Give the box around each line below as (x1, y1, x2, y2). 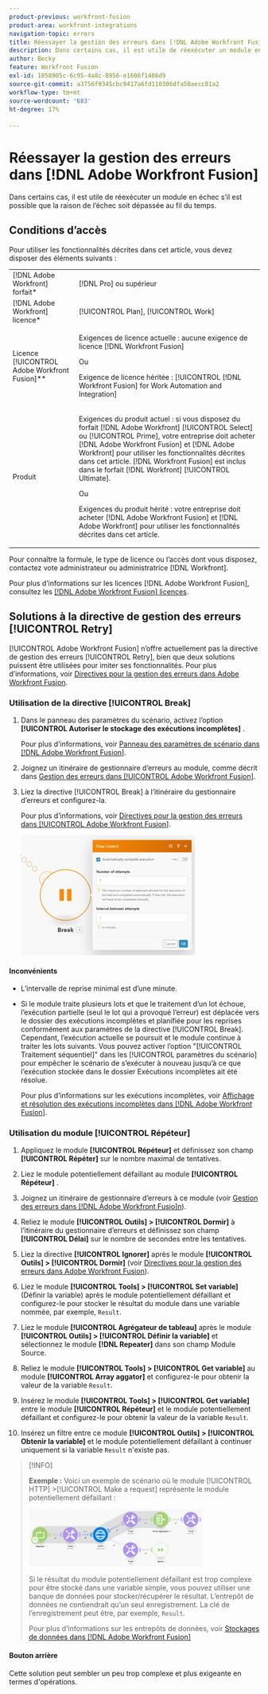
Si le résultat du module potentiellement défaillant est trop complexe (28, 1575, 252, 1584)
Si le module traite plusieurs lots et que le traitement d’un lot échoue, (20, 1000, 246, 1009)
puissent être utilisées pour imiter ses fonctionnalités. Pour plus (9, 660, 217, 670)
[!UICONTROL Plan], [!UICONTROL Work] (79, 307, 215, 316)
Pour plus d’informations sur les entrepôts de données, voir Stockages (28, 1624, 260, 1633)
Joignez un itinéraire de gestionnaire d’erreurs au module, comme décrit (20, 763, 258, 773)
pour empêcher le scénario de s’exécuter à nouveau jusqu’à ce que (20, 1058, 242, 1068)
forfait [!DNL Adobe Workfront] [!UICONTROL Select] (79, 423, 254, 432)
